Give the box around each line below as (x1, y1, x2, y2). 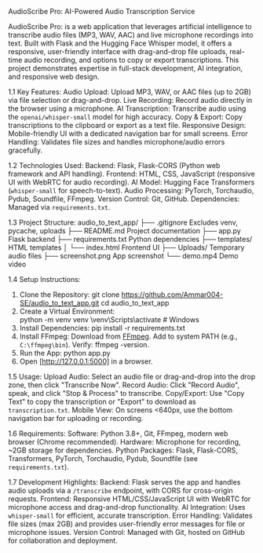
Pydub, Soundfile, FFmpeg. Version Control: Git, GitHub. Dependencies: (8, 194, 240, 203)
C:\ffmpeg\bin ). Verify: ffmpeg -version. (19, 340, 150, 349)
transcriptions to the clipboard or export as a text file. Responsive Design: (8, 121, 247, 130)
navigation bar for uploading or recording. (8, 414, 144, 423)
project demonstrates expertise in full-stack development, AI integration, (8, 64, 243, 73)
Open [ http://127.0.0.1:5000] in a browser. (19, 357, 153, 366)
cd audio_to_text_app (100, 298, 170, 307)
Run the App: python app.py (19, 349, 111, 357)
